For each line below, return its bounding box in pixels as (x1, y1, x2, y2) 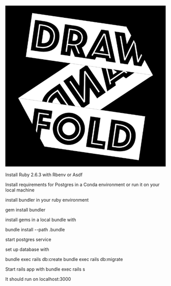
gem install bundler (5, 207, 46, 212)
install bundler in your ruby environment (5, 197, 89, 203)
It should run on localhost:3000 (5, 276, 71, 282)
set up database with (5, 246, 49, 252)
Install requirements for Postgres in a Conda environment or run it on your (5, 182, 160, 187)
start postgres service (5, 236, 52, 243)
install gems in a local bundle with (5, 217, 76, 223)
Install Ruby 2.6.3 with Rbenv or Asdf (5, 172, 83, 178)
